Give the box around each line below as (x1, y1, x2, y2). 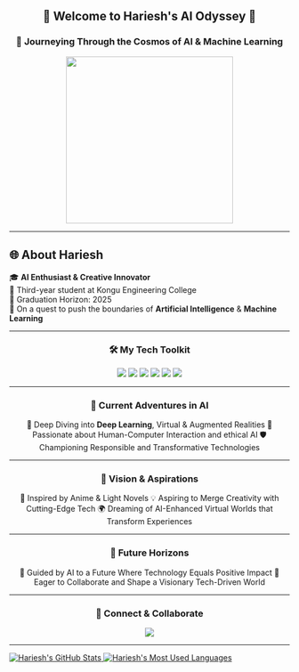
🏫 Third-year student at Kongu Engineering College (9, 284, 198, 295)
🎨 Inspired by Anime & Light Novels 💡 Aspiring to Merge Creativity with (20, 493, 279, 504)
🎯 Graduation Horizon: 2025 (9, 294, 112, 304)
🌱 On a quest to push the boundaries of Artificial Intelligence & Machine (9, 304, 278, 314)
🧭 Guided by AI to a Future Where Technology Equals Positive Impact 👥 (19, 567, 280, 578)
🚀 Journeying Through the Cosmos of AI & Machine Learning (16, 36, 283, 48)
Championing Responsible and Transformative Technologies (38, 442, 261, 453)
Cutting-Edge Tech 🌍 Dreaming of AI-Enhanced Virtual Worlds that (26, 504, 273, 514)
